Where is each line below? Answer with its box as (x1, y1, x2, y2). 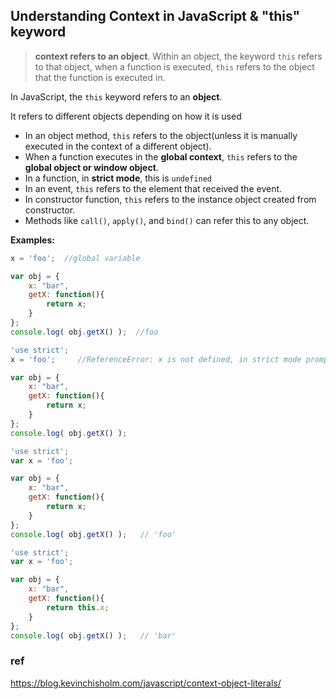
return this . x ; (46, 602, 110, 613)
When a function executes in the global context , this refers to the (24, 150, 298, 163)
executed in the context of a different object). (24, 140, 212, 152)
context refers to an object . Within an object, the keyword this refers (34, 50, 323, 62)
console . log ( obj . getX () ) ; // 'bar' (10, 630, 177, 641)
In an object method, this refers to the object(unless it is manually (24, 129, 298, 141)
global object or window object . (24, 161, 159, 173)
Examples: (10, 234, 55, 246)
